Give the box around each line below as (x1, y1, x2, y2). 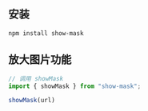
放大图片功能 (8, 53, 72, 66)
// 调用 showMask (8, 74, 64, 82)
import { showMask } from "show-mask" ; (8, 82, 142, 90)
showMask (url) (8, 97, 56, 105)
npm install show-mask (8, 29, 84, 38)
